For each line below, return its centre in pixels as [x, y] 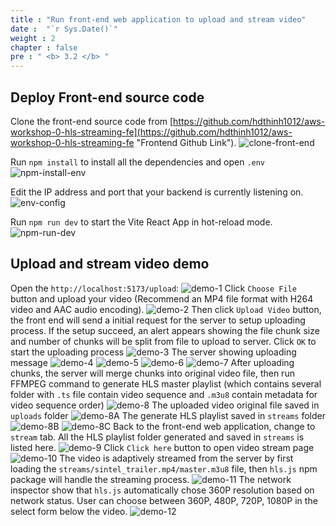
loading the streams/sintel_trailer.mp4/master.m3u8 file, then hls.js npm [164, 468]
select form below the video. [69, 511]
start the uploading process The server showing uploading [153, 352]
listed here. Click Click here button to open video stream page [162, 447]
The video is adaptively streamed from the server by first [176, 458]
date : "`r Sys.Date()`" [64, 29]
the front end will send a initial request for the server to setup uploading [158, 320]
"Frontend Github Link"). [186, 142]
